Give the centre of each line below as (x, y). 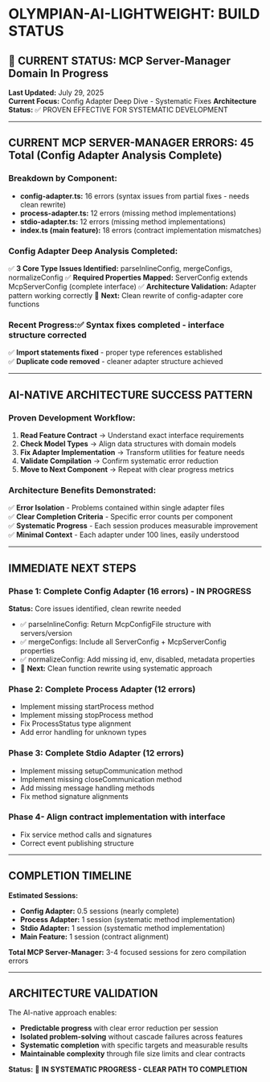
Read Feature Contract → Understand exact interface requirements (132, 435)
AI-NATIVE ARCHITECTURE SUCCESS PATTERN (131, 395)
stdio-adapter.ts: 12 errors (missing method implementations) (123, 221)
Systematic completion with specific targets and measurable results (134, 1045)
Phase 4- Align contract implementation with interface (117, 817)
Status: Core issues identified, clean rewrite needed (95, 609)
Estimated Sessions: (43, 895)
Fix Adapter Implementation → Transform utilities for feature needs (132, 452)
